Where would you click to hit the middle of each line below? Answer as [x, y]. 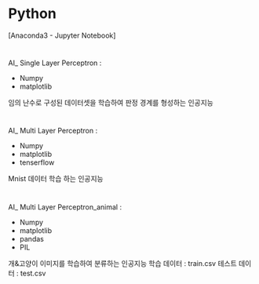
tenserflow [37, 162]
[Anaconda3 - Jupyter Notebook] [62, 35]
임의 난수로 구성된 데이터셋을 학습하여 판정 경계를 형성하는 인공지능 [111, 103]
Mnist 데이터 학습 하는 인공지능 [56, 179]
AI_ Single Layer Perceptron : [55, 63]
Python [32, 14]
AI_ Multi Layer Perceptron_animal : [65, 207]
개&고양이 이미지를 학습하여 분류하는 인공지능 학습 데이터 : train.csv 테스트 [122, 263]
